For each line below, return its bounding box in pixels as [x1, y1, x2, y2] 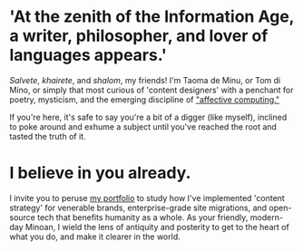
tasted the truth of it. [9, 130, 86, 141]
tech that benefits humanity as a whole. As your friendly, [37, 211, 249, 223]
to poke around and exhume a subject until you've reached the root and [9, 121, 277, 132]
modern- [249, 211, 284, 223]
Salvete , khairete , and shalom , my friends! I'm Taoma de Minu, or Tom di [9, 74, 281, 85]
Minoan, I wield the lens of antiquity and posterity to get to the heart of [25, 221, 290, 232]
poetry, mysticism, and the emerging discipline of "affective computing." [9, 93, 280, 105]
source [9, 211, 36, 223]
